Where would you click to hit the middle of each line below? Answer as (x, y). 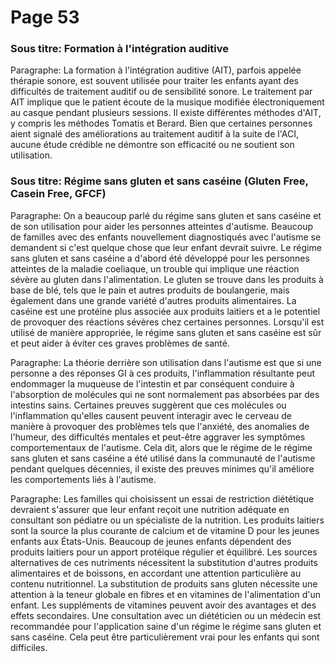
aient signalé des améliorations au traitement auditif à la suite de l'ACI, (154, 134)
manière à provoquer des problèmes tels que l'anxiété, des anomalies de (160, 426)
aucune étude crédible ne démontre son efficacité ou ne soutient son (152, 145)
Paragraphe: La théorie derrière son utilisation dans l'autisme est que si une (166, 362)
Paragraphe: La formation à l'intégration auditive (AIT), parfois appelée (156, 70)
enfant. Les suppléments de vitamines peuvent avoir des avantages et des (163, 605)
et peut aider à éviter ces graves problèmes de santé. (120, 343)
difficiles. (29, 647)
